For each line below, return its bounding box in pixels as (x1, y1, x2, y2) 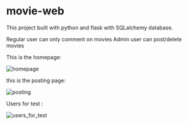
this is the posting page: (6, 77, 66, 84)
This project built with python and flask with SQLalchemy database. (6, 24, 173, 31)
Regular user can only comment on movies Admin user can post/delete (6, 35, 182, 43)
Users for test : (6, 100, 43, 107)
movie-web (6, 4, 65, 18)
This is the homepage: (6, 53, 62, 61)
